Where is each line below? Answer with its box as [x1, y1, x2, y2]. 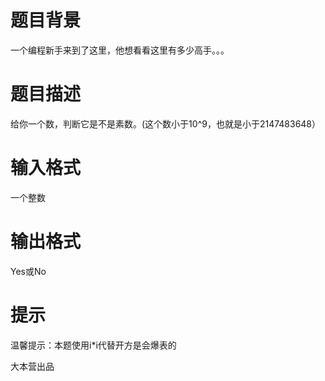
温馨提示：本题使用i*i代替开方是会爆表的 [10, 339, 177, 351]
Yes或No [10, 265, 47, 277]
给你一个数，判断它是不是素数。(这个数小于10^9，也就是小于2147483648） [10, 117, 322, 130]
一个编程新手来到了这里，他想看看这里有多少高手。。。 [10, 44, 230, 56]
